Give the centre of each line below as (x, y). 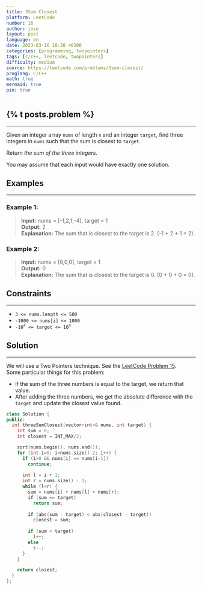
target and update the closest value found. (68, 403)
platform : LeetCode (31, 17)
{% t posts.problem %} (50, 115)
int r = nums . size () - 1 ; (54, 481)
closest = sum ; (52, 520)
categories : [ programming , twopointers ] (58, 51)
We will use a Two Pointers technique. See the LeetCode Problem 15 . (91, 365)
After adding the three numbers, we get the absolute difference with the (104, 396)
